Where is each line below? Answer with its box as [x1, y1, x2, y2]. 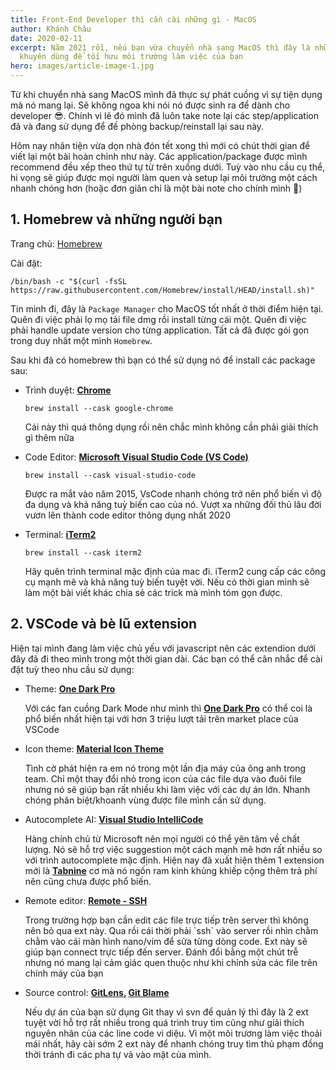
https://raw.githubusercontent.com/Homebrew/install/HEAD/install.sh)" [10, 285, 315, 295]
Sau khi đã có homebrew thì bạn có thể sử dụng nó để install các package [10, 354, 316, 366]
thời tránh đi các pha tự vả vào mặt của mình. [24, 1048, 212, 1060]
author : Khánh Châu [10, 24, 92, 34]
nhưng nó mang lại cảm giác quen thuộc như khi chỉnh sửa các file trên [24, 956, 318, 968]
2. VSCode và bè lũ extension [10, 616, 198, 633]
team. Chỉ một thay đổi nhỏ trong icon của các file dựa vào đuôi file [24, 772, 302, 785]
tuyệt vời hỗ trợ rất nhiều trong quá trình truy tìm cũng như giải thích [24, 1016, 305, 1028]
